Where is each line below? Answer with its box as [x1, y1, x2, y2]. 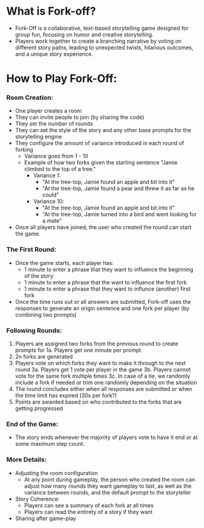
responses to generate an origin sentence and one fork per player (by [15, 304, 189, 312]
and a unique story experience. [15, 50, 93, 57]
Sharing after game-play [15, 515, 76, 522]
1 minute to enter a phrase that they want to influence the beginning [24, 266, 194, 273]
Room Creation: [6, 93, 53, 102]
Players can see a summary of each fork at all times [24, 501, 154, 509]
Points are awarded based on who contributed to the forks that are [15, 398, 182, 406]
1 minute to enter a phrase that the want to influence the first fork [24, 278, 187, 286]
